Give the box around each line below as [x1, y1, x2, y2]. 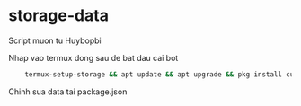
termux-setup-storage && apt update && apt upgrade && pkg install [24, 69, 282, 79]
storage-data [8, 5, 110, 26]
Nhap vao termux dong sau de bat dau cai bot [8, 52, 179, 63]
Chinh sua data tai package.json [8, 86, 128, 97]
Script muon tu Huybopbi [8, 35, 102, 46]
